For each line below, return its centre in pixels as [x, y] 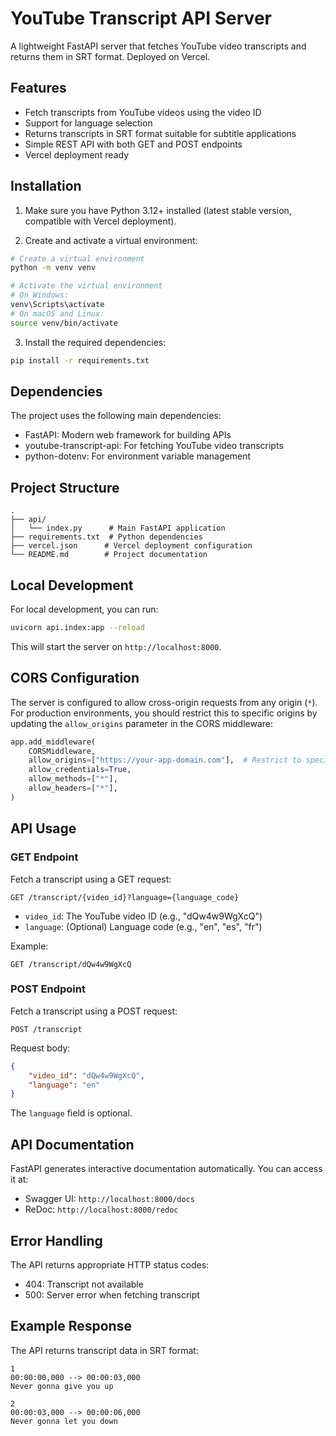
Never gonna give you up [62, 1386]
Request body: [40, 1048]
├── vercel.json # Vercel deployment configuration [131, 546]
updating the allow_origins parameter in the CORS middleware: [142, 723]
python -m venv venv [53, 268]
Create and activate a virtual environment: [111, 240]
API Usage [43, 828]
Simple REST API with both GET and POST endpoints [133, 144]
